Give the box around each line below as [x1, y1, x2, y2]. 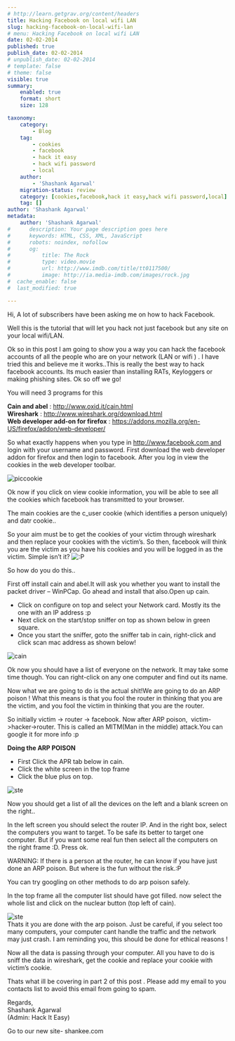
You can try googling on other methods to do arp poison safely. [7, 877, 191, 886]
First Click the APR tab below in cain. [17, 757, 124, 765]
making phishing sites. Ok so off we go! [7, 374, 121, 383]
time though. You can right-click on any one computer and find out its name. [7, 672, 228, 681]
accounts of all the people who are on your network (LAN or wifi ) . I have [7, 352, 220, 361]
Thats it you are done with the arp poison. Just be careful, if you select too [7, 919, 223, 928]
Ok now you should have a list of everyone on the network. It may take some [7, 665, 229, 674]
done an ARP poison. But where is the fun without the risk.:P [7, 864, 182, 872]
